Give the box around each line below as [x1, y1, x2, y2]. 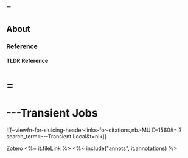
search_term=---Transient [6, 133, 72, 140]
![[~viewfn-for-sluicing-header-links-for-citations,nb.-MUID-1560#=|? [6, 126, 182, 134]
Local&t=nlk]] [72, 133, 106, 140]
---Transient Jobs [6, 106, 99, 120]
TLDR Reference [6, 57, 49, 65]
